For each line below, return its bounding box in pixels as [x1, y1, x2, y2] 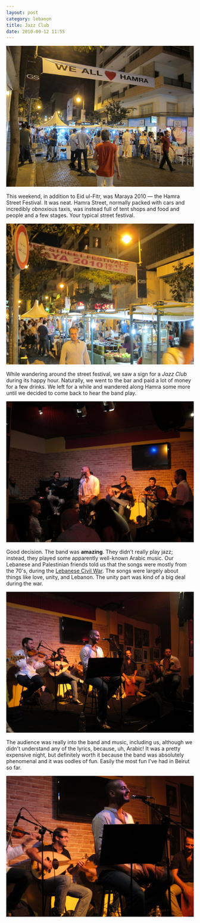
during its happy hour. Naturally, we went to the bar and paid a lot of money [6, 377, 192, 384]
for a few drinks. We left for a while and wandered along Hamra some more [6, 383, 190, 391]
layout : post [6, 10, 39, 16]
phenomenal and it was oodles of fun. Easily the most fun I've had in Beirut [6, 758, 190, 765]
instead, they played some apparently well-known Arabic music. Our [6, 555, 174, 562]
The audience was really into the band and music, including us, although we [6, 739, 193, 746]
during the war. [6, 580, 43, 587]
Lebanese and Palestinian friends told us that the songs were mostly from [6, 561, 187, 568]
